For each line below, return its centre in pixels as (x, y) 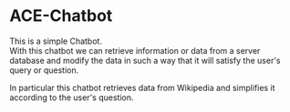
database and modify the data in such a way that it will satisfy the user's (145, 60)
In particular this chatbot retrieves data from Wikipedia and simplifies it (142, 87)
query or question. (44, 70)
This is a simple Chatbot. (56, 41)
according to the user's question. (72, 97)
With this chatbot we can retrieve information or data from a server (135, 50)
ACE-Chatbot (61, 16)
